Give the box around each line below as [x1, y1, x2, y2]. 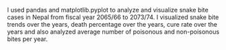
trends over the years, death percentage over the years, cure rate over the [7, 21, 218, 28]
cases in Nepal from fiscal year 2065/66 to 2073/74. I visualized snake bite [7, 13, 219, 21]
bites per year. [7, 35, 48, 43]
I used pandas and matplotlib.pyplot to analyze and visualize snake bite [7, 6, 209, 14]
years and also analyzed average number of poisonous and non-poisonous [7, 27, 220, 36]
